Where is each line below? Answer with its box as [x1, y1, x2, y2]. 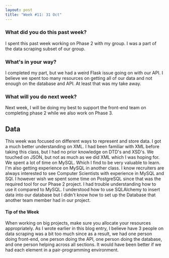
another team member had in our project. [5, 197, 91, 203]
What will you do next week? [5, 93, 77, 100]
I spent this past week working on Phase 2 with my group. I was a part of [5, 40, 157, 46]
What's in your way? [5, 58, 57, 65]
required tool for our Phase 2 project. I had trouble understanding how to [5, 181, 156, 187]
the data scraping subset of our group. [5, 46, 86, 52]
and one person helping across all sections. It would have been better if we [5, 241, 161, 248]
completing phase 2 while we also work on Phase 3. [5, 110, 114, 116]
